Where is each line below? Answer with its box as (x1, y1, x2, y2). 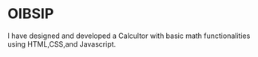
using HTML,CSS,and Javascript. (7, 39, 117, 48)
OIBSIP (7, 5, 54, 23)
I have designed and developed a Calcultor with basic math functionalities (7, 31, 251, 40)
